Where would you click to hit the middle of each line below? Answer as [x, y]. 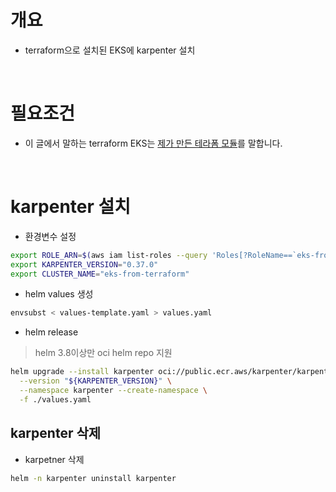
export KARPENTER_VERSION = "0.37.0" [84, 264]
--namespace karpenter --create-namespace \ [113, 391]
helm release [51, 332]
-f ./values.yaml [55, 399]
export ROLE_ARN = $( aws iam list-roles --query [109, 255]
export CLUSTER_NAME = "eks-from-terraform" [100, 274]
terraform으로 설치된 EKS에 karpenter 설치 [110, 50]
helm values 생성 [59, 294]
